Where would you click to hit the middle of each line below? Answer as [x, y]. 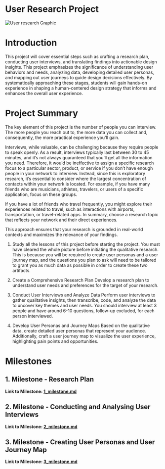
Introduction [31, 43]
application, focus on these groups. [41, 194]
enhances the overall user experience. [44, 93]
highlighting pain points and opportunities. [55, 341]
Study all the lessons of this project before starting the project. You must [86, 244]
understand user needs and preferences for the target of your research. [85, 285]
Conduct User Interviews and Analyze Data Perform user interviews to [84, 295]
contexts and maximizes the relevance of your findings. [62, 234]
